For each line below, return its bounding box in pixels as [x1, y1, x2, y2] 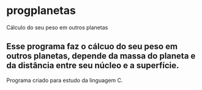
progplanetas [6, 4, 77, 18]
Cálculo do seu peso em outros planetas [6, 24, 108, 31]
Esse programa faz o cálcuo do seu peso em [6, 41, 178, 52]
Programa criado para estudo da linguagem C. [6, 77, 124, 84]
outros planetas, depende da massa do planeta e [6, 51, 196, 61]
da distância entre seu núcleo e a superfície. [6, 60, 179, 71]
